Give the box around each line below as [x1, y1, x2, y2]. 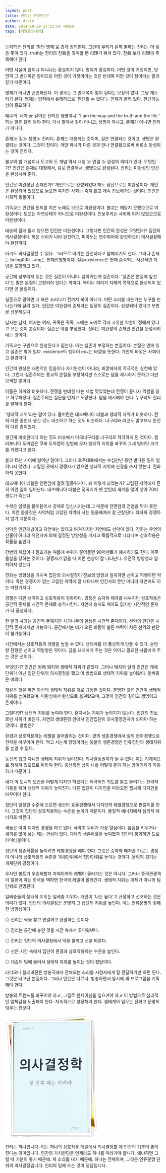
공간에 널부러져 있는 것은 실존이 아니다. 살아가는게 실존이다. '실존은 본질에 [5, 274, 148, 280]
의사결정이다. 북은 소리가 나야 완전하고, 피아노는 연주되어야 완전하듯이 [5, 234, 140, 240]
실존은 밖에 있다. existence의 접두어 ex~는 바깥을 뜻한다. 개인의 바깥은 [10, 349, 147, 355]
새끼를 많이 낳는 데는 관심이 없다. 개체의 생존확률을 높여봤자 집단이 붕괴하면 [5, 831, 151, 837]
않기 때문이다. [10, 515, 37, 521]
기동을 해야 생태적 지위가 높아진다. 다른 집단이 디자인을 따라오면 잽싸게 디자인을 [5, 785, 159, 791]
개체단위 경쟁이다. [5, 860, 40, 866]
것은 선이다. [10, 654, 33, 660]
